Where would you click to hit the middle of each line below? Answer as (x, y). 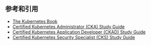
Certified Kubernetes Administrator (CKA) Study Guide (68, 26)
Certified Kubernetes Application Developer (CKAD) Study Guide (79, 32)
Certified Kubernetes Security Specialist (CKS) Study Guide (73, 37)
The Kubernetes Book (35, 21)
